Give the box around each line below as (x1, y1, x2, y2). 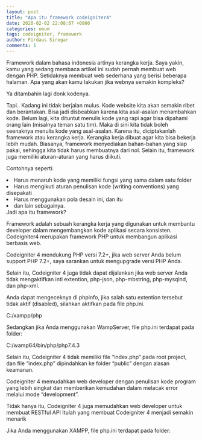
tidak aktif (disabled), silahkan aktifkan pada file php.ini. (6, 300, 145, 307)
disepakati (6, 189, 32, 196)
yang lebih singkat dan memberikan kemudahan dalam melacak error (6, 384, 178, 391)
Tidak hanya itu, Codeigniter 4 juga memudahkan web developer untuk (6, 402, 183, 409)
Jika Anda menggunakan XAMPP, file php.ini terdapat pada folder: (6, 427, 171, 434)
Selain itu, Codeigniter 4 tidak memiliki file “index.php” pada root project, (6, 353, 187, 360)
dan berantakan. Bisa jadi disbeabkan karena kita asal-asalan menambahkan (6, 108, 197, 115)
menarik (6, 415, 27, 422)
